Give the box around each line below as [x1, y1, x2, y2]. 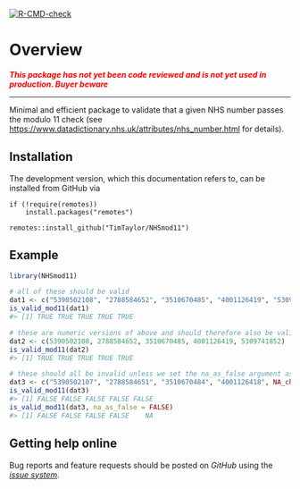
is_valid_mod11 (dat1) [9, 304, 90, 313]
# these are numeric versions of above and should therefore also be [9, 328, 274, 337]
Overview [9, 40, 83, 60]
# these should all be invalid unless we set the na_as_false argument [9, 369, 281, 379]
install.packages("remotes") [25, 207, 134, 216]
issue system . [9, 469, 60, 480]
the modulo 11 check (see [9, 114, 103, 124]
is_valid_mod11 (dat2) [9, 345, 90, 354]
